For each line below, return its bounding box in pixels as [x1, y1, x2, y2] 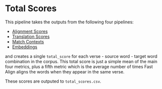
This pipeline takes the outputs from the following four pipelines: [5, 19, 134, 25]
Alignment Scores [12, 28, 48, 34]
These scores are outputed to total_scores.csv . [5, 78, 101, 84]
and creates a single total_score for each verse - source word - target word [5, 53, 158, 59]
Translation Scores [12, 34, 50, 39]
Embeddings [12, 44, 37, 50]
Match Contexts [12, 38, 44, 44]
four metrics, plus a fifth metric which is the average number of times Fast [5, 64, 153, 70]
